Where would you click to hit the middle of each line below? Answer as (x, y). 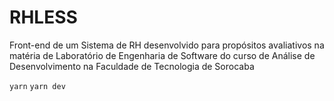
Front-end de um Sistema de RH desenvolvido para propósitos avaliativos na (167, 45)
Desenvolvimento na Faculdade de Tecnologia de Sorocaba (132, 66)
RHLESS (43, 17)
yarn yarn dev (37, 86)
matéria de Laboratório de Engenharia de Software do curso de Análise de (162, 55)
